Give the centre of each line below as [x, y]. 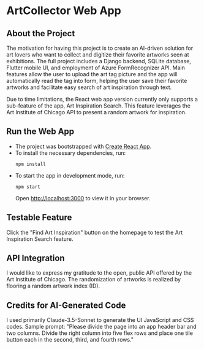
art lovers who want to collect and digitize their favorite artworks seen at [98, 55]
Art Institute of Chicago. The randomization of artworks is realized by [94, 280]
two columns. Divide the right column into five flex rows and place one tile [100, 333]
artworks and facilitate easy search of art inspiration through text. [89, 87]
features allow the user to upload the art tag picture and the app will [92, 74]
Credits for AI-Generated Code [66, 305]
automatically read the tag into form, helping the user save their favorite [97, 81]
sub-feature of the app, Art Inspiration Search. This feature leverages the [99, 106]
